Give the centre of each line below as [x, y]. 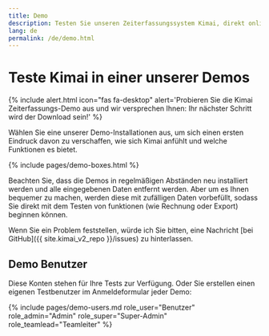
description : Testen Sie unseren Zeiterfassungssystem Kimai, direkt [127, 23]
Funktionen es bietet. [43, 150]
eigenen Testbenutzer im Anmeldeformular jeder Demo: [100, 292]
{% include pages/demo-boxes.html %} [74, 165]
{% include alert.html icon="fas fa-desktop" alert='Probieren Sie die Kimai [131, 100]
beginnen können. [38, 215]
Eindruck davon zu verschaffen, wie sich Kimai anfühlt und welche [118, 141]
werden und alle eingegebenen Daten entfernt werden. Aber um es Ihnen [129, 189]
